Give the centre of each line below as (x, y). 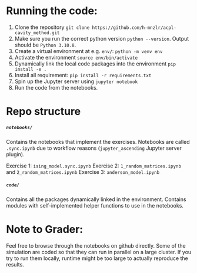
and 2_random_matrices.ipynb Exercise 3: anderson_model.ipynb (83, 172)
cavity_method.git (37, 33)
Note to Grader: (45, 230)
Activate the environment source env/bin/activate (76, 57)
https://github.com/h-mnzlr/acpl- (134, 28)
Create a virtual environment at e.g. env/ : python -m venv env (89, 51)
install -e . (31, 69)
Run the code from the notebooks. (56, 87)
